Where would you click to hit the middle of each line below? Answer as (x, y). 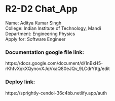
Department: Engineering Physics (40, 33)
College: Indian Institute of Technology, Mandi (53, 28)
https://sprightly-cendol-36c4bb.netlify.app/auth (56, 93)
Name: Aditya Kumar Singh (33, 23)
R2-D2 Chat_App (41, 9)
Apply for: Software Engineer (35, 39)
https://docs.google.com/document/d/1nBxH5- (54, 63)
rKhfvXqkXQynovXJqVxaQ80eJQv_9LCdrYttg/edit (58, 69)
